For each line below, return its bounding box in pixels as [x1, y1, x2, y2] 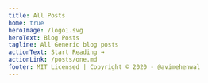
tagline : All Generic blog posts [8, 41, 119, 49]
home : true [8, 19, 44, 27]
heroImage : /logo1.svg [8, 26, 83, 34]
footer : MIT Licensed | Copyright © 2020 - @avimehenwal [8, 63, 201, 71]
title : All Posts [8, 11, 66, 20]
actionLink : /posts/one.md [8, 56, 98, 64]
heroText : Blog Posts [8, 33, 80, 42]
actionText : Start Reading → [8, 48, 105, 56]
